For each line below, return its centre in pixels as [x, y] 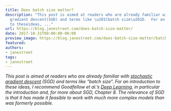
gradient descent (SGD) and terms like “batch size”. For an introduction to [83, 82]
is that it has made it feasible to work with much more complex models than [85, 98]
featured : [16, 43]
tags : [11, 57]
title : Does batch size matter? [39, 10]
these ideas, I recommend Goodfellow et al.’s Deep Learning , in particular [83, 87]
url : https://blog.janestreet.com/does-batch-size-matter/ [69, 29]
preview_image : [21, 39]
